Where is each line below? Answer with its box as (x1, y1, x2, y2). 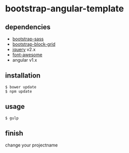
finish (5, 129, 23, 138)
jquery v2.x (12, 47, 36, 52)
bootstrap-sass (12, 36, 44, 42)
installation (5, 72, 41, 80)
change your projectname (5, 142, 58, 148)
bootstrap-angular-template (5, 3, 124, 14)
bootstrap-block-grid (12, 41, 56, 47)
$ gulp (5, 115, 19, 121)
